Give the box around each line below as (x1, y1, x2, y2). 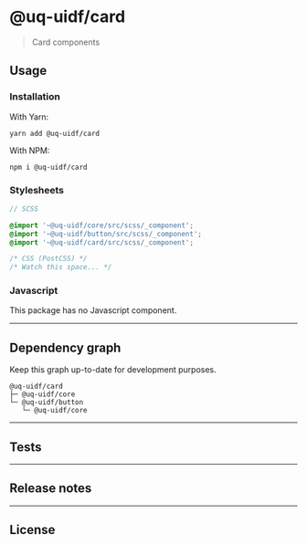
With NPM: (9, 144, 50, 156)
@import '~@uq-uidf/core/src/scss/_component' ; (9, 221, 195, 230)
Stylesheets (9, 183, 65, 196)
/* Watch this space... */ (9, 263, 112, 272)
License (9, 522, 56, 538)
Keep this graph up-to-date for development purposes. (9, 364, 217, 375)
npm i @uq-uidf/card (9, 162, 89, 172)
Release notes (9, 481, 92, 497)
